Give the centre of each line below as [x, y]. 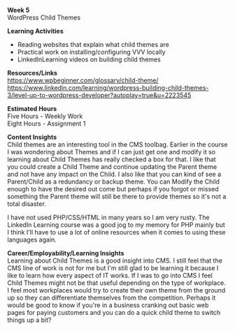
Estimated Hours [32, 109]
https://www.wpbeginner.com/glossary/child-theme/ [83, 80]
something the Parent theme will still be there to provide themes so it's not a [117, 196]
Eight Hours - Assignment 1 [47, 124]
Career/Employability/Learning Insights [66, 253]
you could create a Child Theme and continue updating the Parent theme [112, 167]
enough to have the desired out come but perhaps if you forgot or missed [113, 189]
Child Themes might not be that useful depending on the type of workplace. [116, 283]
